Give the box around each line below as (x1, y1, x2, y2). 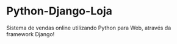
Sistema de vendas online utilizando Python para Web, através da (6, 24, 172, 31)
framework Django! (6, 30, 55, 37)
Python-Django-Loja (6, 4, 113, 18)
